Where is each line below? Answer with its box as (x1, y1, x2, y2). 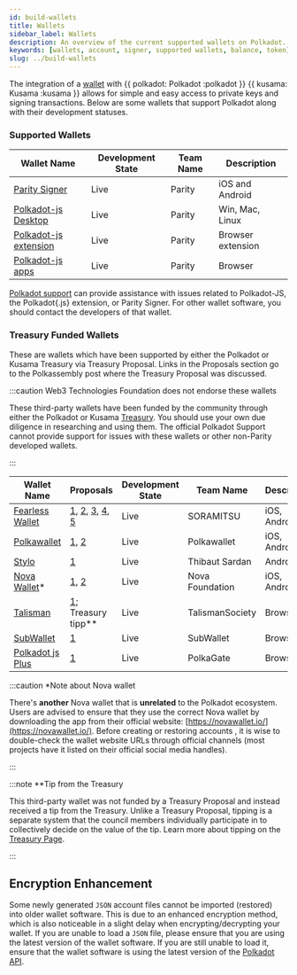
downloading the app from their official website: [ (9, 715, 188, 727)
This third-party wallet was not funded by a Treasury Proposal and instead (9, 795, 280, 807)
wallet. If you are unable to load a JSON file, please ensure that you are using (9, 928, 286, 939)
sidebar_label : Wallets (9, 29, 97, 38)
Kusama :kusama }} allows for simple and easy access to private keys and (9, 88, 278, 98)
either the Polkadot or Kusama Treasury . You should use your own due (9, 411, 266, 422)
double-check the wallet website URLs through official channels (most (9, 735, 265, 745)
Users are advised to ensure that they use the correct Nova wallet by (9, 706, 260, 717)
